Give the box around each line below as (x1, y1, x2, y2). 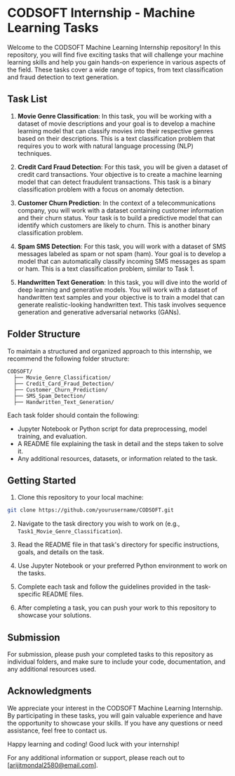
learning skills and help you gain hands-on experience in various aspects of (7, 58, 226, 66)
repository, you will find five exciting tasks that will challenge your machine (7, 51, 224, 59)
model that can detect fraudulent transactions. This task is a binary (17, 178, 212, 186)
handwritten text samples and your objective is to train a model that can (17, 293, 225, 301)
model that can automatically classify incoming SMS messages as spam (17, 257, 226, 265)
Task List (7, 93, 48, 105)
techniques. (17, 149, 52, 157)
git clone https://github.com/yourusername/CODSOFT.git (7, 507, 174, 514)
